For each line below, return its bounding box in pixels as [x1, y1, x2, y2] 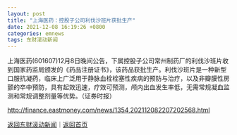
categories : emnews [7, 30, 65, 37]
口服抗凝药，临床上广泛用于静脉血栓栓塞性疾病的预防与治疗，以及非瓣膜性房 [7, 75, 230, 83]
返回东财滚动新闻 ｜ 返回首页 [7, 120, 88, 129]
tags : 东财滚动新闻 [7, 37, 59, 44]
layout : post [7, 10, 46, 18]
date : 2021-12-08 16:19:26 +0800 [7, 23, 106, 30]
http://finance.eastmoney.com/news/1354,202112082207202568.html [7, 106, 210, 115]
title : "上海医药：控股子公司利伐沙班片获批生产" [7, 17, 136, 24]
